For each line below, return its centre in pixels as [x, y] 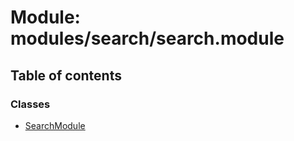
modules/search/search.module [147, 38]
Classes [30, 104]
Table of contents [66, 75]
